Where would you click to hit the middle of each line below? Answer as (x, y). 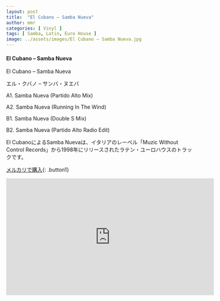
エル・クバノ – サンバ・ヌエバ (43, 84)
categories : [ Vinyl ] (34, 28)
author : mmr (21, 23)
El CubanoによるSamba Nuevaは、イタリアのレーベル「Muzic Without (92, 142)
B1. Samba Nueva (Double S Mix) (47, 119)
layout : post (22, 12)
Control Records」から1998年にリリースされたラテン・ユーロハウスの (91, 150)
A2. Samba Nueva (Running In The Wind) (56, 107)
